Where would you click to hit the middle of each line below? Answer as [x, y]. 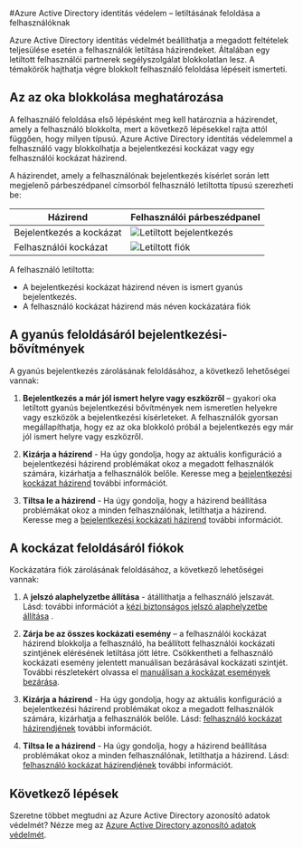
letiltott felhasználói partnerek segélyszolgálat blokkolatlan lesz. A [132, 59]
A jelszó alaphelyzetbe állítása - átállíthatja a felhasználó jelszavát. [148, 597]
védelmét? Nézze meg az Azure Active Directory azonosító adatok [133, 825]
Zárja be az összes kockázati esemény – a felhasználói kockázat [144, 634]
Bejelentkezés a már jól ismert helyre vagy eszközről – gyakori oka [149, 398]
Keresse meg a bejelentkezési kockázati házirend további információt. [152, 519]
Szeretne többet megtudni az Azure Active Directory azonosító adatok [140, 815]
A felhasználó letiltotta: [52, 269]
